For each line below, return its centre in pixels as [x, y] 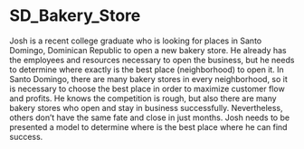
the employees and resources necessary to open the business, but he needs [152, 60]
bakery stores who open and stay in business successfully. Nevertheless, [146, 107]
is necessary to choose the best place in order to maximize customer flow [147, 88]
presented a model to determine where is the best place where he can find [148, 126]
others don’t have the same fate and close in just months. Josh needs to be [150, 117]
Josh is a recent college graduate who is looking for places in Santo [136, 41]
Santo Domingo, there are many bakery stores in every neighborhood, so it [148, 79]
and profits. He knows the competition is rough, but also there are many [143, 98]
